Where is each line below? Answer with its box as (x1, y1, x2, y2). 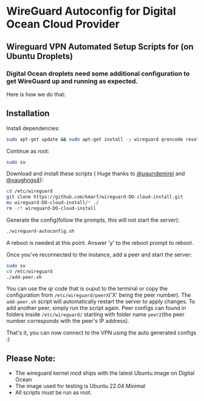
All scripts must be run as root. (15, 389, 92, 397)
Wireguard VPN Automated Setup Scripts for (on (6, 41, 194, 52)
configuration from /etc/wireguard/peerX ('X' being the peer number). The (6, 291, 191, 299)
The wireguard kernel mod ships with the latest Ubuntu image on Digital (15, 370, 195, 377)
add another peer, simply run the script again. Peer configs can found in (6, 305, 186, 312)
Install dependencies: (6, 124, 60, 132)
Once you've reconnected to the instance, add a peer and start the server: (6, 251, 192, 258)
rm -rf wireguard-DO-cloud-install (6, 205, 97, 211)
